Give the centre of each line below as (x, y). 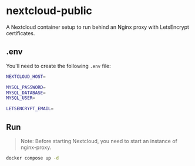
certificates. (21, 33)
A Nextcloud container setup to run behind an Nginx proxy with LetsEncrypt (98, 27)
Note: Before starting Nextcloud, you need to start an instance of (99, 141)
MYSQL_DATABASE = (26, 93)
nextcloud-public (49, 11)
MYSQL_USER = (21, 98)
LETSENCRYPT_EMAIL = (30, 109)
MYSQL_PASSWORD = (26, 87)
